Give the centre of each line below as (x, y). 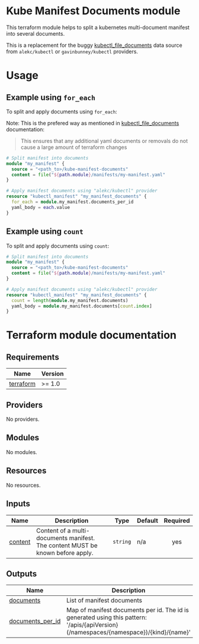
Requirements (33, 357)
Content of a (54, 531)
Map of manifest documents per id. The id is (128, 610)
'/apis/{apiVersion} (92, 625)
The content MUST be (67, 545)
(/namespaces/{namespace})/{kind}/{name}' (129, 632)
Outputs (22, 574)
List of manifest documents (104, 601)
